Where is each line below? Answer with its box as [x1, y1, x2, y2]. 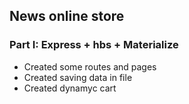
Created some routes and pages [23, 60, 157, 73]
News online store [9, 8, 125, 25]
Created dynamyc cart [23, 82, 117, 94]
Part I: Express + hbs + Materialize [9, 38, 179, 52]
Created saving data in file [23, 71, 133, 83]
